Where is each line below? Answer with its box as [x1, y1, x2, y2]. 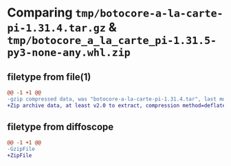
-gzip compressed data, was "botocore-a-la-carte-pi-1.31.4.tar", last [7, 95, 217, 103]
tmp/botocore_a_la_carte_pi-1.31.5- [7, 34, 217, 48]
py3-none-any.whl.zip [7, 46, 131, 59]
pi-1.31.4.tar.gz [7, 22, 107, 35]
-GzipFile [7, 146, 36, 153]
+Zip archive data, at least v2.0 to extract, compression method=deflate [7, 102, 226, 109]
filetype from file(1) [7, 71, 91, 83]
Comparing [7, 5, 73, 21]
